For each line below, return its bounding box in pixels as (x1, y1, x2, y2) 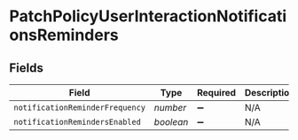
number (153, 102, 187, 113)
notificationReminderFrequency (13, 103, 146, 113)
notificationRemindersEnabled (13, 117, 142, 127)
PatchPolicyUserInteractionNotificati (9, 6, 287, 27)
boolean (153, 116, 189, 128)
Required (196, 87, 237, 98)
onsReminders (9, 25, 119, 45)
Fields (9, 60, 44, 75)
